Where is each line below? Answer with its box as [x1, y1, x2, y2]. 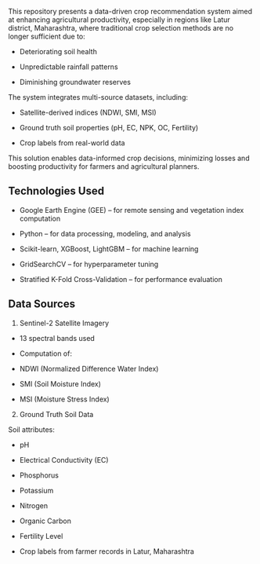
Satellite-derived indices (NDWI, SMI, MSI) [19, 108, 157, 117]
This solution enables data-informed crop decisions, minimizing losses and [8, 153, 250, 163]
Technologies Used [8, 185, 104, 198]
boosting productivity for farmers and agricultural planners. [8, 162, 200, 171]
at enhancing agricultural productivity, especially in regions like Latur [8, 15, 231, 24]
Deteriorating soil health [19, 47, 98, 56]
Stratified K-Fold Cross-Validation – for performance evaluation [19, 274, 223, 284]
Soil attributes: [8, 424, 55, 434]
